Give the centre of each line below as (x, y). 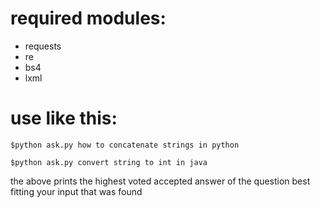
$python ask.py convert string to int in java (109, 162)
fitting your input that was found (76, 191)
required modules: (88, 18)
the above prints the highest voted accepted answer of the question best (160, 181)
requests (43, 46)
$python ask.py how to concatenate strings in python (125, 145)
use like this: (64, 118)
